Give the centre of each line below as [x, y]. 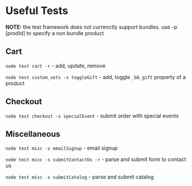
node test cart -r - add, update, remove [56, 66]
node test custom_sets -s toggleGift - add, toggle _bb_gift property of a [96, 77]
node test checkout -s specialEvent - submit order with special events [92, 116]
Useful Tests [37, 11]
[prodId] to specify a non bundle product [55, 33]
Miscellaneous [33, 134]
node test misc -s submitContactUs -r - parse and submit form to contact [96, 160]
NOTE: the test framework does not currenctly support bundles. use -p [91, 27]
